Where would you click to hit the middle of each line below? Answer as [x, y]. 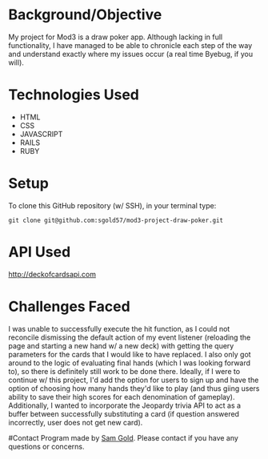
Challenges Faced [69, 306]
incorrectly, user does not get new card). [76, 422]
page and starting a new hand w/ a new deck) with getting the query [121, 345]
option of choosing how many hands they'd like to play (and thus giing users [134, 388]
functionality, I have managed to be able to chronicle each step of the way [130, 45]
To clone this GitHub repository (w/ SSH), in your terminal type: [112, 205]
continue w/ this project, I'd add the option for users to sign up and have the [134, 380]
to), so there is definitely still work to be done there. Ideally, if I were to [124, 371]
